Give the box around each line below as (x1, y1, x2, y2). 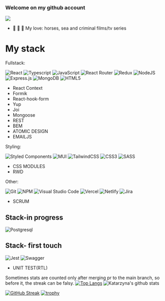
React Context (12, 85, 43, 91)
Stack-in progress (5, 213, 63, 222)
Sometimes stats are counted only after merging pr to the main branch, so (5, 275, 160, 281)
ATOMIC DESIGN (12, 128, 48, 134)
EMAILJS (12, 134, 32, 140)
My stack (5, 43, 45, 54)
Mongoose (12, 112, 36, 118)
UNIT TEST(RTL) (12, 264, 48, 271)
